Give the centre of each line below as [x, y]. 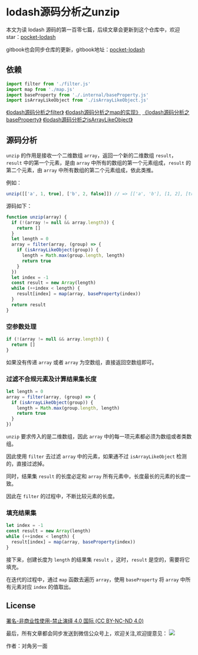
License [21, 606]
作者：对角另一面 [27, 646]
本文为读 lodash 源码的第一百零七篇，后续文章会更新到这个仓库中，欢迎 [93, 30]
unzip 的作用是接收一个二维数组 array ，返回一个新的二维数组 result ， [91, 155]
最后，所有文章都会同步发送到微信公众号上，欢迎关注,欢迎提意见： [87, 633]
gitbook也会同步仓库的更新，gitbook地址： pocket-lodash [76, 49]
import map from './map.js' [41, 89]
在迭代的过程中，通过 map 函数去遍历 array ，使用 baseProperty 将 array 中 [96, 579]
